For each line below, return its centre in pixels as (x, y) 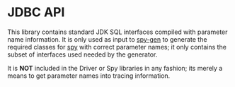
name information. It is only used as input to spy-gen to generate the (107, 39)
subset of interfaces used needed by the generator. (82, 54)
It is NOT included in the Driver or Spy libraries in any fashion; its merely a (115, 68)
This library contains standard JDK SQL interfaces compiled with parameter (117, 32)
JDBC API (36, 12)
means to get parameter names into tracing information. (89, 76)
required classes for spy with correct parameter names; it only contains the (117, 47)
